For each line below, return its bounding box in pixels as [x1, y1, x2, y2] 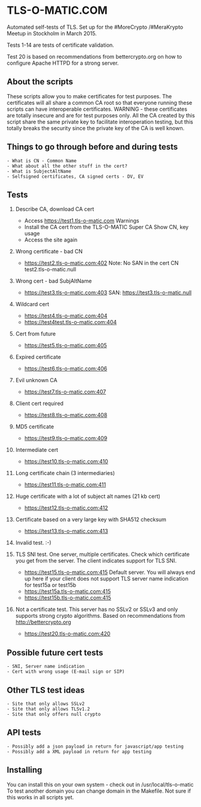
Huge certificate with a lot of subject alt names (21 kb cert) [15, 492, 161, 500]
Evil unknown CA [15, 377, 57, 384]
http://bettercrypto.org [15, 618, 71, 626]
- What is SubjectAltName [7, 168, 71, 174]
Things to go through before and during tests [7, 142, 178, 152]
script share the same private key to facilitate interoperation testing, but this [7, 118, 193, 125]
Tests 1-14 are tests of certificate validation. [7, 41, 114, 49]
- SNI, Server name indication [7, 663, 85, 670]
